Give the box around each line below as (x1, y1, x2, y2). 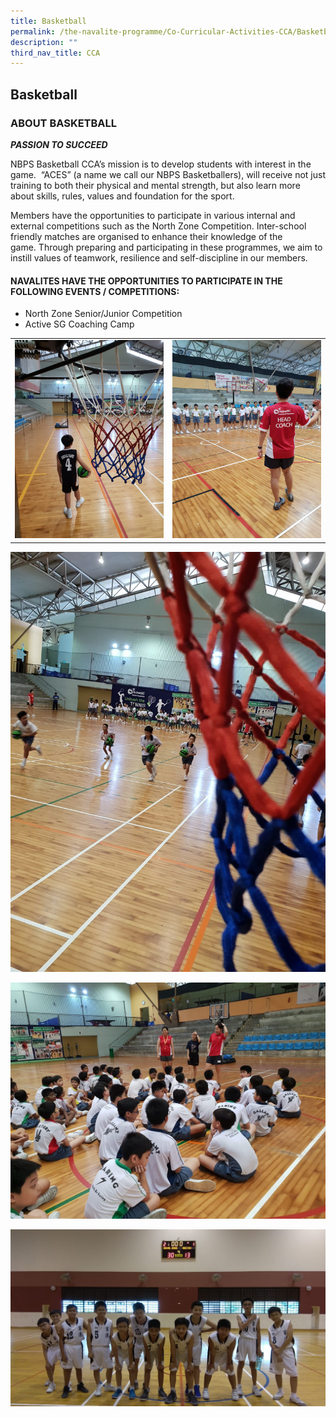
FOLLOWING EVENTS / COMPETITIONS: (10, 285, 180, 297)
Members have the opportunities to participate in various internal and (10, 209, 296, 221)
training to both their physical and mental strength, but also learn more (10, 179, 301, 191)
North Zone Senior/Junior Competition (24, 308, 183, 320)
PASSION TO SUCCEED (10, 138, 108, 150)
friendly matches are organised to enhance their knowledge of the (10, 230, 283, 242)
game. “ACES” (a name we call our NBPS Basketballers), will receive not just (10, 168, 326, 180)
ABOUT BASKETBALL (10, 116, 118, 130)
